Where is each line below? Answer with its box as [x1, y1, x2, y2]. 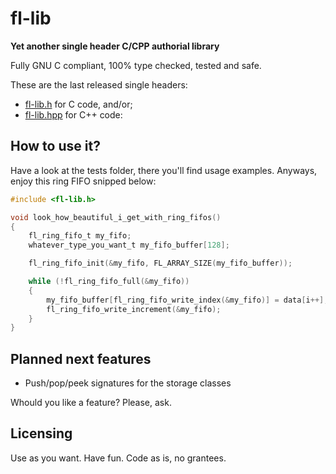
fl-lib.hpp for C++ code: [24, 108, 123, 121]
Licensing [10, 425, 73, 442]
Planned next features [10, 350, 152, 367]
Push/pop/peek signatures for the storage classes [24, 377, 232, 389]
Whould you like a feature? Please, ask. [10, 397, 172, 409]
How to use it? [10, 138, 101, 155]
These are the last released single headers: [10, 78, 188, 91]
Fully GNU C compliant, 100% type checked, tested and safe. [10, 59, 262, 71]
